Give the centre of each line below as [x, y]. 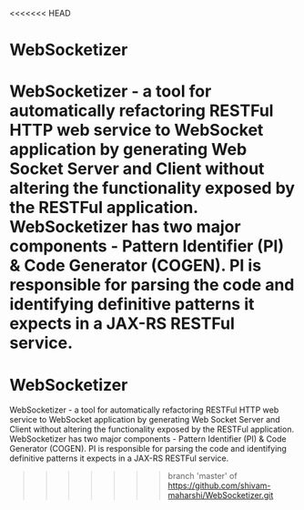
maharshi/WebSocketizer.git [221, 495]
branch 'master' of [203, 476]
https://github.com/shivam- [219, 485]
